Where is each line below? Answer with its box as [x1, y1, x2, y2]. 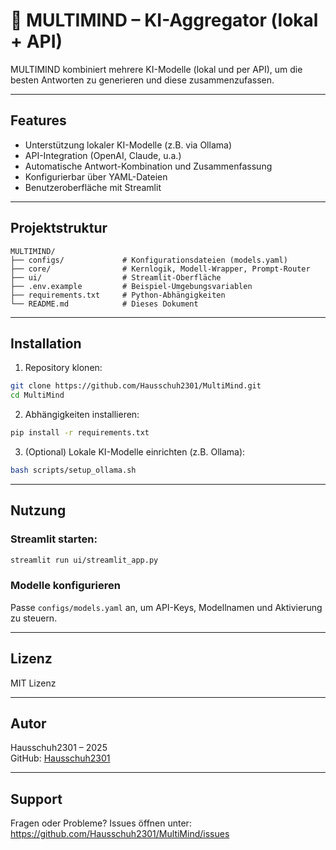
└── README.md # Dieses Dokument [10, 299, 199, 309]
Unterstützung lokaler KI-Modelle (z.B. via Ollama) [24, 139, 232, 151]
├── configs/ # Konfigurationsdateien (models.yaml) [10, 255, 288, 265]
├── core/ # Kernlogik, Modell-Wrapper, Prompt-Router [10, 264, 311, 274]
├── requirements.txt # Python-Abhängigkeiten [10, 290, 226, 300]
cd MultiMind [10, 390, 65, 401]
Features [10, 112, 67, 129]
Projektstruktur [10, 220, 108, 237]
